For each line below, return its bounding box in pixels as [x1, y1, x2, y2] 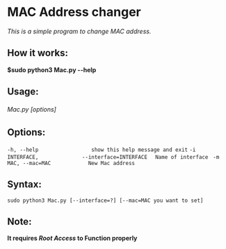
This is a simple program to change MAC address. [7, 27, 152, 35]
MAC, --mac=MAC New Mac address [7, 160, 136, 166]
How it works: [7, 47, 68, 59]
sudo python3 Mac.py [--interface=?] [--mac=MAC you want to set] [7, 197, 204, 204]
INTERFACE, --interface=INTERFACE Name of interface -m [7, 153, 220, 160]
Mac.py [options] [7, 105, 57, 113]
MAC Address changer [7, 4, 141, 20]
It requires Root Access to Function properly [7, 234, 138, 243]
